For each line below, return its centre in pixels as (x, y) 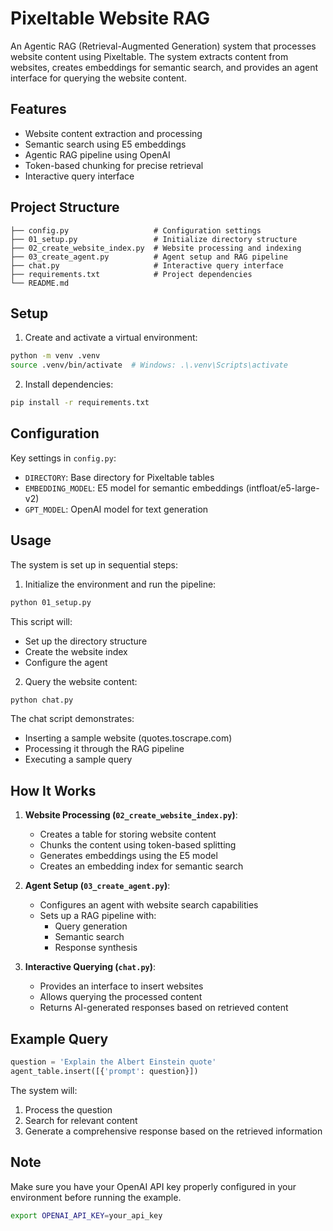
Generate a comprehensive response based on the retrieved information (173, 1131)
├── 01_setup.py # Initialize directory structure (154, 239)
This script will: (41, 621)
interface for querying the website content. (98, 78)
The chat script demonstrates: (72, 719)
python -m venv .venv (55, 356)
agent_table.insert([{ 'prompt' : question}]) (104, 1071)
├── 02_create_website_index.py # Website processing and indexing (156, 248)
